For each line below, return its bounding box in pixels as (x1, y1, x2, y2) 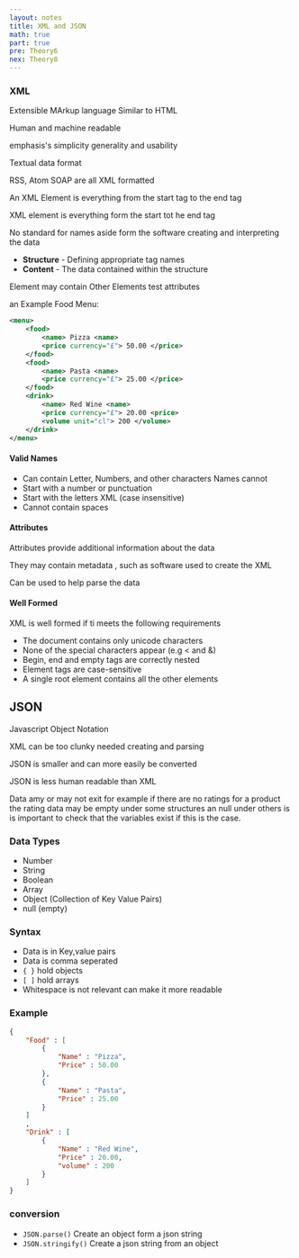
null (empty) (22, 903, 68, 914)
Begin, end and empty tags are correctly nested (22, 655, 200, 665)
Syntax (9, 926, 41, 938)
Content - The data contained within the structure (22, 264, 209, 275)
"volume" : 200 (57, 1161, 115, 1171)
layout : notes (9, 13, 63, 23)
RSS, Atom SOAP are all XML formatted (9, 175, 155, 186)
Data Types (9, 835, 60, 847)
